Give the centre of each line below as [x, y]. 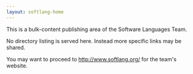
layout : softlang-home [35, 12]
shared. [16, 47]
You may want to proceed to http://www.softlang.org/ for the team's [91, 59]
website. [17, 66]
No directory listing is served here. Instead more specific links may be [94, 41]
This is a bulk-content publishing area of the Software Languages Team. [97, 29]
